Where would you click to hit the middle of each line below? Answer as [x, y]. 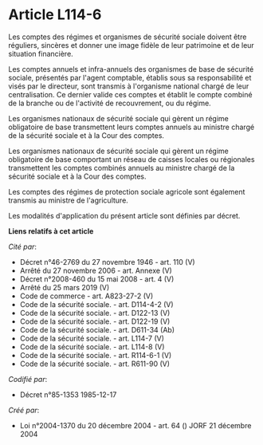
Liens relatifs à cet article [51, 231]
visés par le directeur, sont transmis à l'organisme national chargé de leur [129, 86]
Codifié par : [28, 379]
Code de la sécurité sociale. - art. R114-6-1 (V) [96, 355]
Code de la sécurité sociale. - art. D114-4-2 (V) [96, 304]
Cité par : [23, 246]
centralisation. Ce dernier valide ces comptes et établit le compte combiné [130, 94]
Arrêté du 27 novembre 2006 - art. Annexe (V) [96, 270]
